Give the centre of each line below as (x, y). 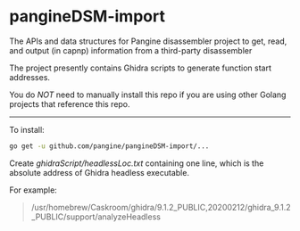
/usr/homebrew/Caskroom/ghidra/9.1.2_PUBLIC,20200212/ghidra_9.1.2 (161, 207)
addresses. (30, 77)
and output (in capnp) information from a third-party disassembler (131, 50)
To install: (27, 129)
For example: (33, 190)
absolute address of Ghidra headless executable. (100, 172)
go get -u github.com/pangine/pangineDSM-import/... (109, 146)
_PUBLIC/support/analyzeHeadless (96, 217)
